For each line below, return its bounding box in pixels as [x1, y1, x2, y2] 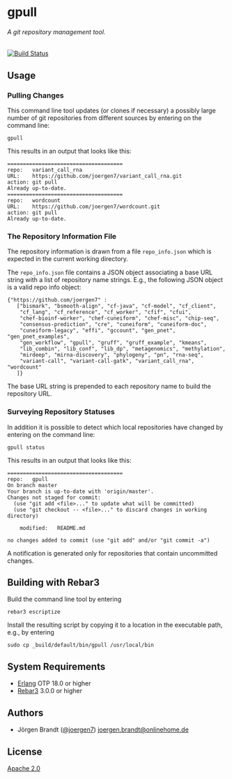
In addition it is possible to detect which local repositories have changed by [7, 423, 224, 431]
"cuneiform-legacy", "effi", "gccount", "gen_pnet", [20, 327, 176, 334]
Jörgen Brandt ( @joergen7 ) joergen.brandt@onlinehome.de [17, 725, 190, 734]
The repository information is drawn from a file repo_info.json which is [7, 247, 212, 255]
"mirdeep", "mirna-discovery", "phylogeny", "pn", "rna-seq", [20, 352, 204, 359]
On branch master [7, 482, 58, 489]
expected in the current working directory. [7, 255, 129, 263]
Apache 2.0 [7, 764, 40, 772]
